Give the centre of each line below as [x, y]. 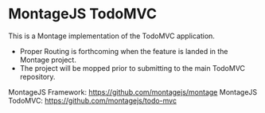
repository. [37, 76]
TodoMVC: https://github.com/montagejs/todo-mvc [93, 100]
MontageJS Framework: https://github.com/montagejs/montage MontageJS [133, 92]
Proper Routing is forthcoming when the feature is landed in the [124, 51]
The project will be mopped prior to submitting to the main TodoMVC [132, 68]
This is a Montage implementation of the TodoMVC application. [111, 36]
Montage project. [48, 60]
